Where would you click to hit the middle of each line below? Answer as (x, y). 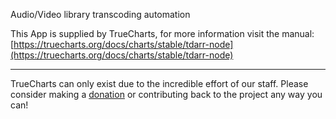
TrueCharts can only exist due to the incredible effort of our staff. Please (159, 83)
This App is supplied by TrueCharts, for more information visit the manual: (162, 33)
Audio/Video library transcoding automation (100, 14)
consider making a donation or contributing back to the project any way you (166, 94)
